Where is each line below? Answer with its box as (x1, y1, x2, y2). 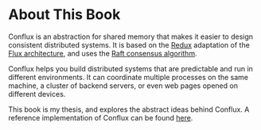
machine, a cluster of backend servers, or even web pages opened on (8, 81, 239, 90)
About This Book (8, 6, 121, 24)
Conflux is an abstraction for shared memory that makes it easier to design (8, 32, 253, 41)
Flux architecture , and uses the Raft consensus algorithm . (8, 48, 197, 58)
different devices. (8, 89, 66, 98)
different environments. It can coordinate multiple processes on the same (8, 72, 249, 82)
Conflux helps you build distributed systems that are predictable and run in (8, 63, 253, 73)
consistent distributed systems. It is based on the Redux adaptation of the (8, 40, 251, 49)
